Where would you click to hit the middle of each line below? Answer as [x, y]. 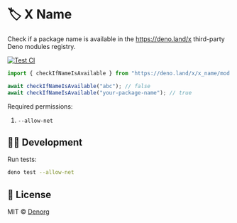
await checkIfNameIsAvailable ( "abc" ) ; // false [79, 86]
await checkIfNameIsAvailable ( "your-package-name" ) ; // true [100, 93]
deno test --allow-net [41, 173]
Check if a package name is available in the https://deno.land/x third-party [116, 39]
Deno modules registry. [42, 46]
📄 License [29, 194]
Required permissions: [40, 106]
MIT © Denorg [28, 212]
